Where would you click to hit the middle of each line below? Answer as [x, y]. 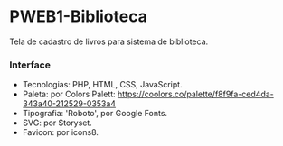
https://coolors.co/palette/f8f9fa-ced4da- [195, 94]
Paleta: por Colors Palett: [69, 94]
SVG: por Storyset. [57, 123]
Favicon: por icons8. [61, 132]
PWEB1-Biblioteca [78, 17]
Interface [30, 65]
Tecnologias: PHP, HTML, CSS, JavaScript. [102, 85]
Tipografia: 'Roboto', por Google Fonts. [95, 114]
